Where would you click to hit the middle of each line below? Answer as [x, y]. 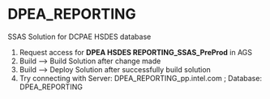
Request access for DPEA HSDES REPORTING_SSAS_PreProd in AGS [136, 52]
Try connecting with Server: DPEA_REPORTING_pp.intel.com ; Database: [141, 78]
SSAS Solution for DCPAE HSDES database [79, 37]
